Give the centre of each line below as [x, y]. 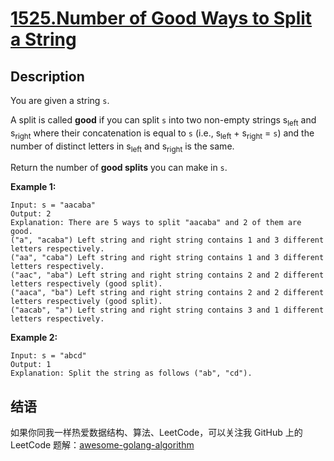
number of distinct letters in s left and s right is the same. [122, 147]
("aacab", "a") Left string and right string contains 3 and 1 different [167, 310]
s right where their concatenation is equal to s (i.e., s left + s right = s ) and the [162, 134]
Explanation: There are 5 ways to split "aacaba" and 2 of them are [156, 223]
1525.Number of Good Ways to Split [161, 18]
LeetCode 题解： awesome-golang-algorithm [102, 445]
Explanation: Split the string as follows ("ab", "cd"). [131, 373]
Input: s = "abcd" [48, 356]
